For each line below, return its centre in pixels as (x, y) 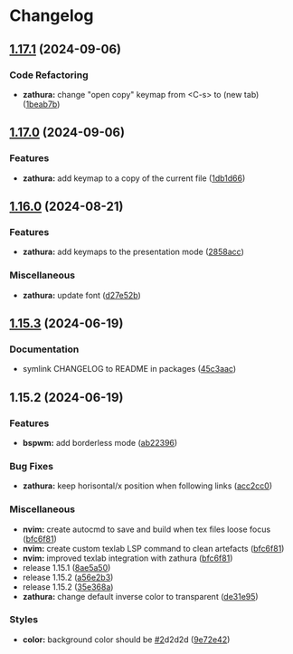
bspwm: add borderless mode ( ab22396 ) (100, 442)
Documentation (44, 349)
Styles (24, 620)
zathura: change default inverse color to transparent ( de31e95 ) (141, 596)
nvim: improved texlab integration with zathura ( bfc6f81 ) (128, 558)
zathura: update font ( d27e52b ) (82, 295)
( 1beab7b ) (41, 104)
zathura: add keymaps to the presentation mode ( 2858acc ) (133, 252)
